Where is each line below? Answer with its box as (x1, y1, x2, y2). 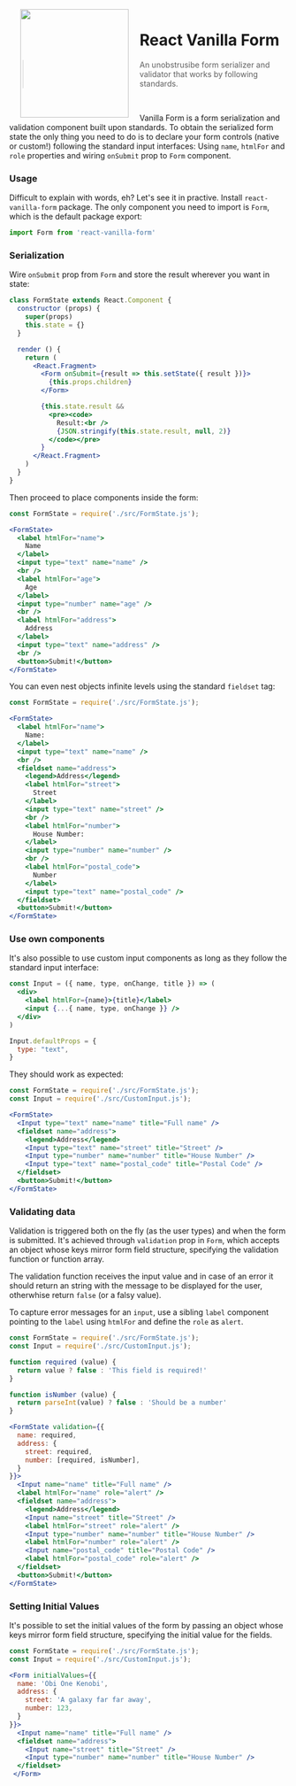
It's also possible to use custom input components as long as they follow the (9, 953, 287, 963)
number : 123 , (25, 1704, 73, 1713)
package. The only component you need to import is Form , (58, 202, 269, 213)
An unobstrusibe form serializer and (140, 59, 270, 70)
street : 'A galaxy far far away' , (25, 1696, 152, 1705)
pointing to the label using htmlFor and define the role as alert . (9, 1317, 244, 1327)
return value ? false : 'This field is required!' (17, 1365, 208, 1375)
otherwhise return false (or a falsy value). (9, 1290, 162, 1301)
